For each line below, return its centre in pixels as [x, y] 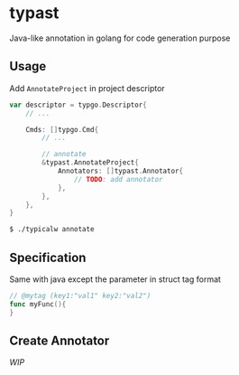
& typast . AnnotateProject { [91, 163]
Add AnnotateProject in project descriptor [87, 88]
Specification [48, 257]
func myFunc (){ [38, 304]
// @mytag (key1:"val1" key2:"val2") [80, 295]
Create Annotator [60, 340]
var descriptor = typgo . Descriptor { [78, 105]
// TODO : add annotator [119, 179]
